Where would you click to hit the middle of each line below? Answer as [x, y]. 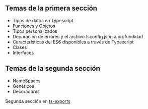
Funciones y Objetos [34, 26]
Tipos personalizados [35, 31]
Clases [20, 47]
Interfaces [23, 52]
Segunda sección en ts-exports [38, 101]
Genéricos [23, 86]
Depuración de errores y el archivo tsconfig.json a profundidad [78, 36]
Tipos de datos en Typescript [43, 20]
